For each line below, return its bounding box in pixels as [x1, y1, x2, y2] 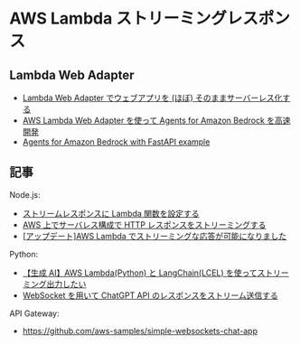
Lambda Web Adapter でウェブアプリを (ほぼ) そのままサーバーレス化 [22, 92, 283, 103]
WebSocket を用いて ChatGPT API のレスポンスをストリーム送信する [22, 290, 278, 301]
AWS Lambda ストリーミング [9, 8, 228, 29]
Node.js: [9, 189, 41, 200]
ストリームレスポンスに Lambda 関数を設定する [22, 208, 201, 219]
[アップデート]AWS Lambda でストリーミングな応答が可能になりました [22, 230, 287, 241]
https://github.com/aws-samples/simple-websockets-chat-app [22, 325, 258, 336]
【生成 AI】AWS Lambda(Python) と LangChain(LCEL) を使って [22, 267, 258, 278]
